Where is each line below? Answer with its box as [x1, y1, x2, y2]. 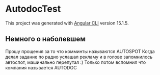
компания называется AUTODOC [5, 64, 77, 70]
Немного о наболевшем [5, 35, 86, 43]
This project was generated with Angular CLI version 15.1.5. [5, 20, 129, 26]
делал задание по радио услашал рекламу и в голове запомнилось [5, 54, 153, 60]
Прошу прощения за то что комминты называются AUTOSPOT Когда [5, 48, 155, 54]
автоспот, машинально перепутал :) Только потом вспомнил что [5, 59, 146, 65]
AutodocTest [5, 3, 61, 15]
